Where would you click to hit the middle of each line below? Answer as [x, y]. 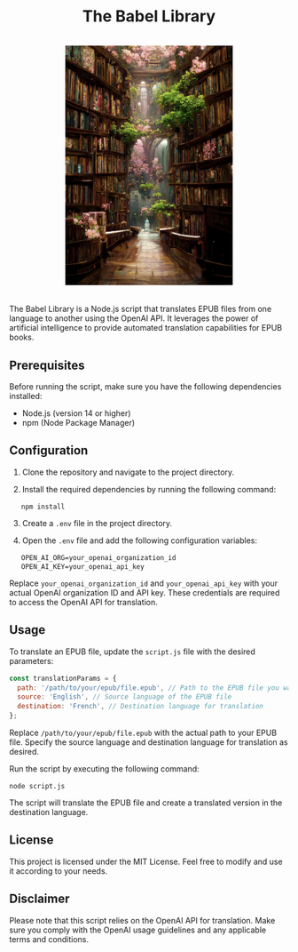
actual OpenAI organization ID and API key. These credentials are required [145, 592]
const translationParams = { [63, 678]
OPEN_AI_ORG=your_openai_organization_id [98, 557]
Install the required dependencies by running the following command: [149, 489]
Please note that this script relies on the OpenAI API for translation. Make [142, 920]
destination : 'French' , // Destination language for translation [141, 707]
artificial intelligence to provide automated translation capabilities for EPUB [145, 328]
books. [22, 337]
